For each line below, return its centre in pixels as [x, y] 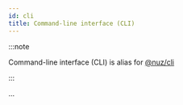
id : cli [21, 16]
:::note [19, 46]
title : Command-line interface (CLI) [72, 23]
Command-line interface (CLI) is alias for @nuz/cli [91, 62]
